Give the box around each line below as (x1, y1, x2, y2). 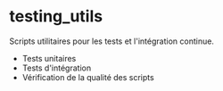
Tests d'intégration (21, 62, 92, 73)
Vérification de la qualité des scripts (21, 71, 154, 82)
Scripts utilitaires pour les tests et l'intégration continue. (9, 36, 214, 46)
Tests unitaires (21, 53, 77, 63)
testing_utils (9, 6, 103, 27)
